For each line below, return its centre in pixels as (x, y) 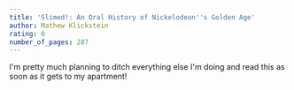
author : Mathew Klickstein (59, 26)
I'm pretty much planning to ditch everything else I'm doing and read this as (147, 67)
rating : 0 (27, 34)
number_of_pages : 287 (49, 42)
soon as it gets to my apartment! (68, 77)
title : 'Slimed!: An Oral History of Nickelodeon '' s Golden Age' (132, 17)
